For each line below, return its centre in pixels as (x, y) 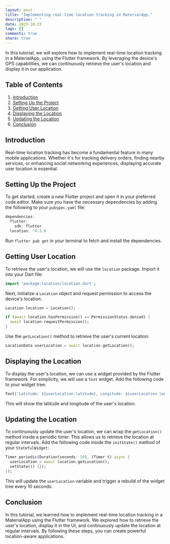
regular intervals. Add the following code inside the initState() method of (83, 442)
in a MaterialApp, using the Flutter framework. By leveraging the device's (81, 58)
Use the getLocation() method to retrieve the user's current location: (77, 336)
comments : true (21, 34)
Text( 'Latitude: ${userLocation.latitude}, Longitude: (64, 394)
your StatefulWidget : (27, 448)
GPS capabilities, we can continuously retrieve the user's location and (78, 63)
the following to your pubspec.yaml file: (45, 207)
